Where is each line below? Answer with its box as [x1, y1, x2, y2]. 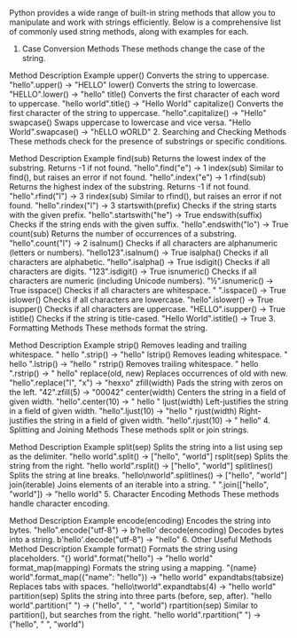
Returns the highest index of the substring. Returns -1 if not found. [9, 182, 251, 191]
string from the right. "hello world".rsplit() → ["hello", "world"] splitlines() [9, 461, 273, 471]
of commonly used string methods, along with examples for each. [9, 27, 249, 36]
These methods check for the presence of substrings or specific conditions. [9, 136, 287, 146]
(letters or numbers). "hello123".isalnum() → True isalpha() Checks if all [9, 247, 269, 258]
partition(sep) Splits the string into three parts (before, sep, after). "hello [9, 591, 272, 601]
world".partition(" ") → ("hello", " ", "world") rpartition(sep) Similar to [9, 600, 259, 611]
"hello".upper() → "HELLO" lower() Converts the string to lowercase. [9, 80, 259, 89]
